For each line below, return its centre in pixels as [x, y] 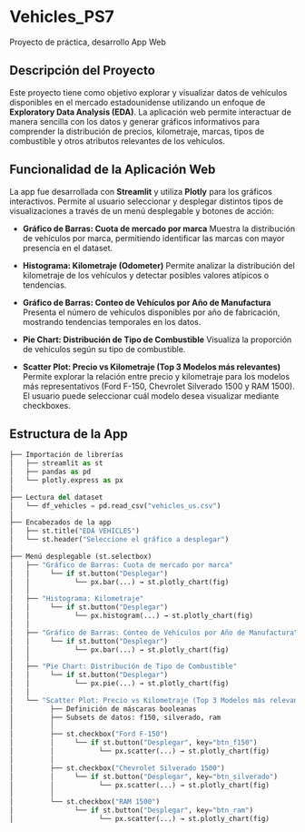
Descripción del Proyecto [83, 71]
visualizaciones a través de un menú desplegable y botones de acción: [142, 210]
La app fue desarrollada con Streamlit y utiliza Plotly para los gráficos [141, 191]
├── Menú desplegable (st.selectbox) [81, 556]
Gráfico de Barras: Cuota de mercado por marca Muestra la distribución [159, 228]
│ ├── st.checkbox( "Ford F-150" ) [89, 735]
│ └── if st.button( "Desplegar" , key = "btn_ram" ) [132, 811]
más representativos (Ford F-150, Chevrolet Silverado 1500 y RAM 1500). [158, 386]
